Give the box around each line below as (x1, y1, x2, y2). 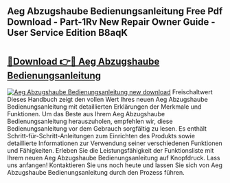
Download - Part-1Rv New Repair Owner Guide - (7, 17, 216, 28)
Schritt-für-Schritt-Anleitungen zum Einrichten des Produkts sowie (7, 132, 196, 140)
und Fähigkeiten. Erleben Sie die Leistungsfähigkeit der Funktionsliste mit (7, 147, 214, 154)
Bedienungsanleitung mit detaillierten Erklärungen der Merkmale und (7, 103, 202, 111)
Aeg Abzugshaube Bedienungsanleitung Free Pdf (7, 6, 223, 17)
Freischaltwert (172, 88, 213, 96)
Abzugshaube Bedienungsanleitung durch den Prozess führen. (7, 169, 185, 176)
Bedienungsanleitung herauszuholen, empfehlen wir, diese (7, 117, 173, 125)
